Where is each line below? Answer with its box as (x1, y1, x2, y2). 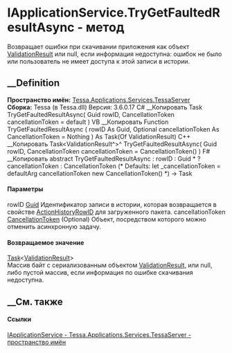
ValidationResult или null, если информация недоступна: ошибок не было (7, 50, 222, 58)
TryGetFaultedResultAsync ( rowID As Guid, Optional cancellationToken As (7, 125, 220, 133)
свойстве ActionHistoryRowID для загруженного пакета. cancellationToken (7, 208, 226, 216)
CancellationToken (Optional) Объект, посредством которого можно (7, 215, 206, 223)
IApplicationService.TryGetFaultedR (7, 5, 220, 21)
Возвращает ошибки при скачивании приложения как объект (7, 42, 190, 51)
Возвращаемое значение (7, 238, 84, 246)
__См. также (7, 296, 64, 307)
